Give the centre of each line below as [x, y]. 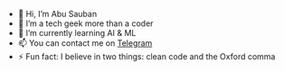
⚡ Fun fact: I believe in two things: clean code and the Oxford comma [147, 57]
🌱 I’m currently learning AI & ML [77, 33]
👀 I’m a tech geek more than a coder [85, 23]
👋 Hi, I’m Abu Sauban [57, 14]
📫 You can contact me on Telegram [85, 43]
